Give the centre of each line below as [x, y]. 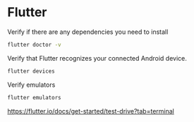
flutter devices [31, 71]
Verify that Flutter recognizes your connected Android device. [97, 58]
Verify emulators [31, 85]
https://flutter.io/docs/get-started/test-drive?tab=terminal [91, 111]
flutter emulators [34, 97]
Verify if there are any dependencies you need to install [88, 32]
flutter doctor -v [34, 44]
